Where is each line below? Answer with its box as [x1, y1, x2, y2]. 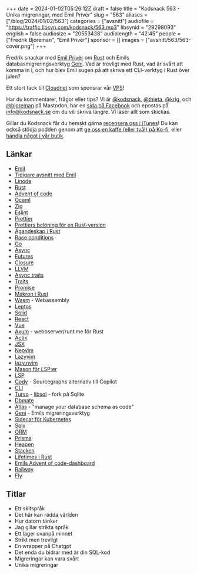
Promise [14, 284, 35, 291]
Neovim [14, 346, 34, 353]
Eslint [14, 209, 28, 216]
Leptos [14, 303, 32, 310]
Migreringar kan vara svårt [14, 555, 79, 562]
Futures [14, 252, 34, 260]
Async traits [14, 271, 44, 278]
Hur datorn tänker [14, 517, 58, 524]
